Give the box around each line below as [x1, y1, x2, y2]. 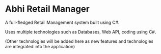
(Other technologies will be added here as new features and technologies [5, 38, 154, 44]
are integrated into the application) [5, 43, 75, 49]
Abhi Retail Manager [5, 3, 90, 15]
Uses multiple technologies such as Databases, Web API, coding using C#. [5, 29, 156, 35]
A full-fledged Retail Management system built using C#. [5, 19, 120, 25]
